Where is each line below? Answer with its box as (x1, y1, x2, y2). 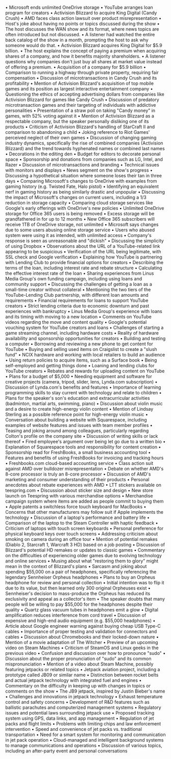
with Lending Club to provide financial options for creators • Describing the (5, 259, 164, 265)
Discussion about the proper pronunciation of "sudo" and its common (5, 656, 152, 661)
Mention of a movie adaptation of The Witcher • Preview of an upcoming (5, 639, 158, 645)
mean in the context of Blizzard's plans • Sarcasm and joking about (5, 563, 147, 569)
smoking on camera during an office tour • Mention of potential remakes (5, 536, 158, 542)
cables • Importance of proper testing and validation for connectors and (5, 628, 157, 634)
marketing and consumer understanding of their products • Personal (5, 477, 150, 482)
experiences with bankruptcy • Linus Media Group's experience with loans (5, 309, 162, 314)
